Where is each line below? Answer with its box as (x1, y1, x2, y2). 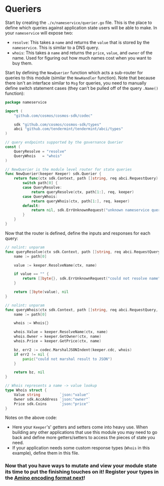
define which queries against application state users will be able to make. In (5, 24, 158, 30)
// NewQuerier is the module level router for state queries (5, 167, 132, 172)
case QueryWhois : (22, 194, 58, 199)
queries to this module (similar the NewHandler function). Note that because (5, 75, 155, 81)
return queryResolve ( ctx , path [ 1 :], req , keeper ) (31, 190, 134, 194)
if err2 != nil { (14, 352, 49, 357)
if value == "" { (14, 272, 49, 276)
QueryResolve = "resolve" (14, 149, 67, 154)
